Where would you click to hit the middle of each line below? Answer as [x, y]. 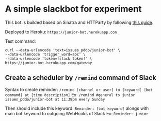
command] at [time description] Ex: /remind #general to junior [70, 95]
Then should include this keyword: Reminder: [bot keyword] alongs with [77, 108]
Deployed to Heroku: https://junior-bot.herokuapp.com [61, 32]
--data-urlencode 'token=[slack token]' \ [48, 59]
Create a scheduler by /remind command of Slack [81, 78]
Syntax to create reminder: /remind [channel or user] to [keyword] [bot [79, 89]
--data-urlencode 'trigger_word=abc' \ [45, 54]
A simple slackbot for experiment [73, 9]
